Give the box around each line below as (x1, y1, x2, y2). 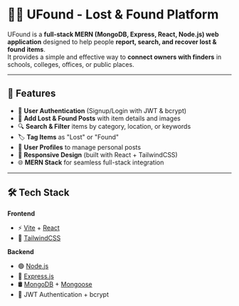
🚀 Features (7, 88, 56, 100)
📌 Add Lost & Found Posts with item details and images (17, 114, 181, 122)
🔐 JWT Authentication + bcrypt (17, 290, 109, 298)
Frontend (7, 209, 36, 218)
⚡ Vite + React (17, 223, 60, 232)
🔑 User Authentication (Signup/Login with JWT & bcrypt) (17, 106, 187, 115)
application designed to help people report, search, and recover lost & (7, 37, 217, 46)
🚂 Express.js (17, 272, 55, 280)
